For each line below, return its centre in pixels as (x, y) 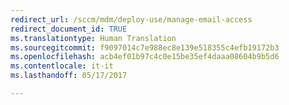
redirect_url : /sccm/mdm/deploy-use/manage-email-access (131, 19)
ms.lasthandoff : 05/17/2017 (69, 76)
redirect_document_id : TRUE (69, 29)
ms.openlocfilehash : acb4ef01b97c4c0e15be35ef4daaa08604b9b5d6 (145, 57)
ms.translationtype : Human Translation (93, 38)
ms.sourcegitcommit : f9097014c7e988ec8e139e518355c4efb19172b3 (145, 47)
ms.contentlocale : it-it (62, 66)
